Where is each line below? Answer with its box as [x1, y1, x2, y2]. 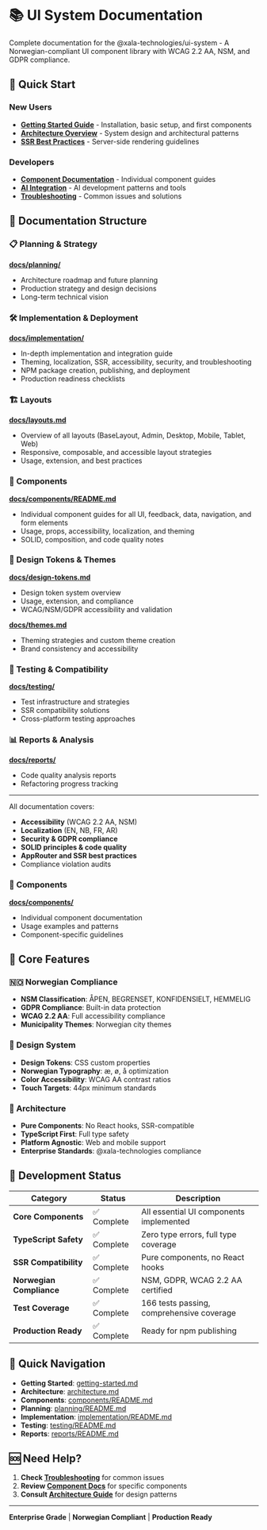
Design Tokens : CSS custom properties [20, 1058, 151, 1067]
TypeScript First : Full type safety [20, 1129, 129, 1139]
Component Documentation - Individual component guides [20, 174, 216, 183]
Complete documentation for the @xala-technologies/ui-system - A [9, 37, 230, 48]
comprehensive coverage [140, 1307, 237, 1318]
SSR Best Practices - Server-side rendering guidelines [20, 137, 200, 146]
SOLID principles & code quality [20, 842, 128, 852]
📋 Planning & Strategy [9, 239, 98, 250]
